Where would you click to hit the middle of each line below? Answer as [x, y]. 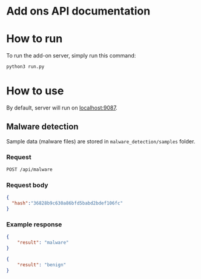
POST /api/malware [29, 170]
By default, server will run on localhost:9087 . [62, 108]
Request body [27, 185]
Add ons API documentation [78, 11]
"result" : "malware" [43, 243]
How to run [35, 39]
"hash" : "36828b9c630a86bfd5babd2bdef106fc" [67, 203]
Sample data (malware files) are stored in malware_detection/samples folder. [101, 141]
